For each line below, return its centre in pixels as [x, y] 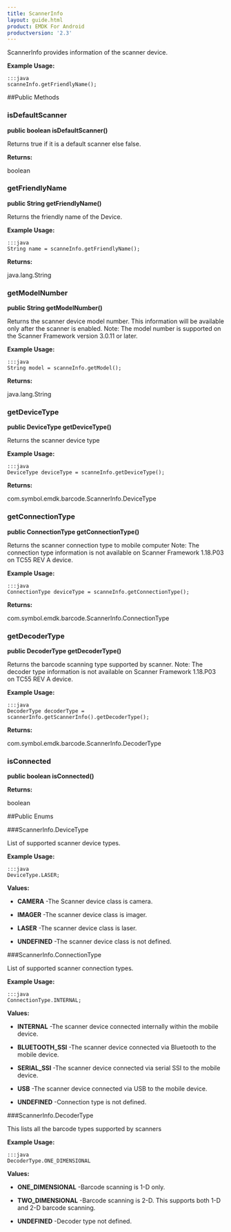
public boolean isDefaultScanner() [58, 130]
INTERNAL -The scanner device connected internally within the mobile [118, 1027]
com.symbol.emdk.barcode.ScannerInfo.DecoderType [84, 744]
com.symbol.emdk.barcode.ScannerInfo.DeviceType [82, 499]
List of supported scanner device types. [64, 843]
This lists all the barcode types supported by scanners [84, 1129]
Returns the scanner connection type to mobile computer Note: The [103, 545]
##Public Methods [33, 97]
